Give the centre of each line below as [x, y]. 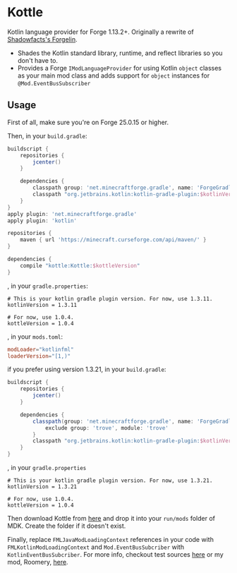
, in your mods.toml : [35, 337]
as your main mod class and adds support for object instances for [114, 76]
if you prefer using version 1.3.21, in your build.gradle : [87, 369]
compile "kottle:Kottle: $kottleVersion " [80, 265]
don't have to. [38, 60]
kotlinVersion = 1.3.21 [42, 487]
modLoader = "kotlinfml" [41, 349]
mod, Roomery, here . [38, 562]
